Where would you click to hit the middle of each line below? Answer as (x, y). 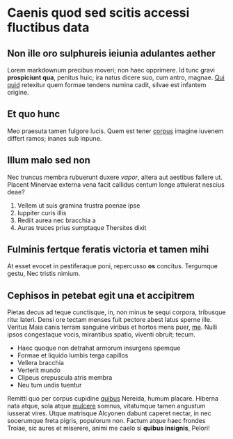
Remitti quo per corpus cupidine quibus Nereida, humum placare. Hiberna (113, 399)
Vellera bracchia (41, 363)
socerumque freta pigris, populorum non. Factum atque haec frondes (106, 421)
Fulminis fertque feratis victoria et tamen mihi (108, 250)
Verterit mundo (39, 370)
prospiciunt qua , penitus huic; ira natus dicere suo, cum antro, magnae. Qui (116, 77)
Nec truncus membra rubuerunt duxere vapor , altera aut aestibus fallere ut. (115, 177)
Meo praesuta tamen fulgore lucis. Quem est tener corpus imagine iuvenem (115, 131)
